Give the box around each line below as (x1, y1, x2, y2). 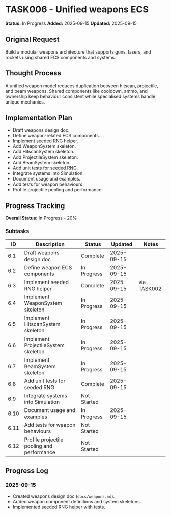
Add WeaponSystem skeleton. (12, 143, 76, 149)
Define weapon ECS (24, 264, 72, 271)
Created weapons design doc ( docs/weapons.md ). (12, 493, 115, 499)
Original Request (5, 35, 60, 44)
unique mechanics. (5, 98, 45, 105)
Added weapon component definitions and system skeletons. (12, 499, 141, 505)
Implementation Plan (5, 113, 73, 122)
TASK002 (138, 285, 162, 292)
